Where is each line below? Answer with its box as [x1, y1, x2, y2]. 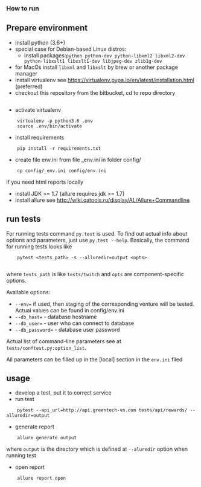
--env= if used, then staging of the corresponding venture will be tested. [14, 300, 194, 308]
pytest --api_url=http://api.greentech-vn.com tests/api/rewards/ [17, 407, 188, 413]
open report [14, 463, 45, 471]
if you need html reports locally [6, 178, 84, 185]
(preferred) [14, 83, 43, 90]
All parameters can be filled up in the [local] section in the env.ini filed [6, 355, 183, 363]
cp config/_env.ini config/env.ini [17, 167, 107, 173]
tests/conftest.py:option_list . [6, 344, 86, 351]
